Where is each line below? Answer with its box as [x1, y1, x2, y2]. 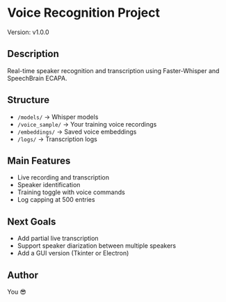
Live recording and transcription [17, 173, 110, 182]
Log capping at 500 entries [17, 196, 95, 204]
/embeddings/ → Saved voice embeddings [17, 127, 137, 136]
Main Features [7, 154, 71, 166]
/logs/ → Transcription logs [17, 134, 97, 143]
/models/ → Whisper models [17, 113, 99, 121]
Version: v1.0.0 [7, 28, 50, 36]
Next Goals [7, 216, 56, 228]
